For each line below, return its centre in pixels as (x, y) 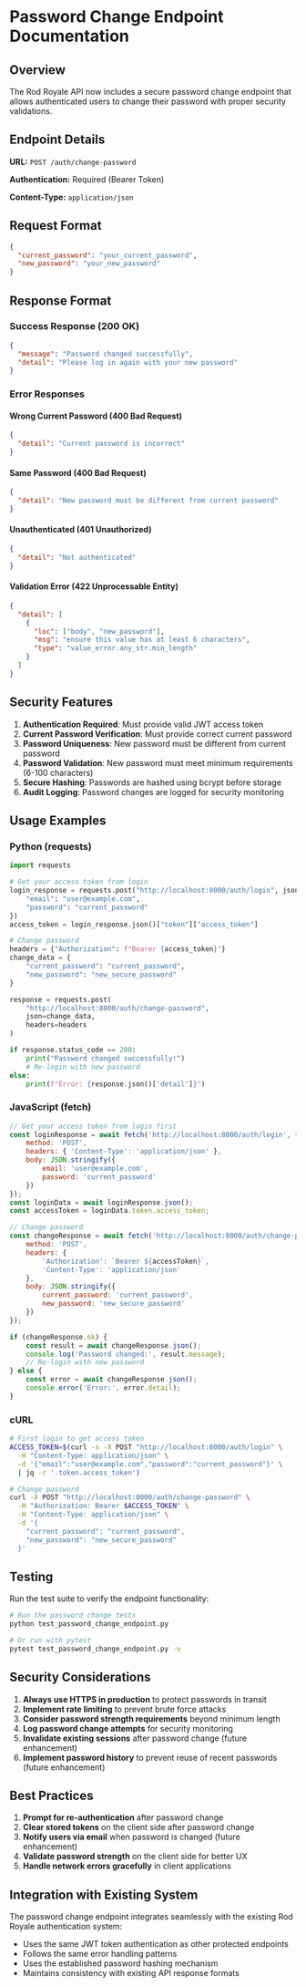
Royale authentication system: (66, 1927)
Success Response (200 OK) (74, 326)
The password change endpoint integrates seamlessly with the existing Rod (151, 1917)
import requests (40, 865)
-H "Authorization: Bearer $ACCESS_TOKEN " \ (103, 1506)
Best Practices (51, 1796)
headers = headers (57, 1025)
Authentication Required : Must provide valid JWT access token (143, 724)
